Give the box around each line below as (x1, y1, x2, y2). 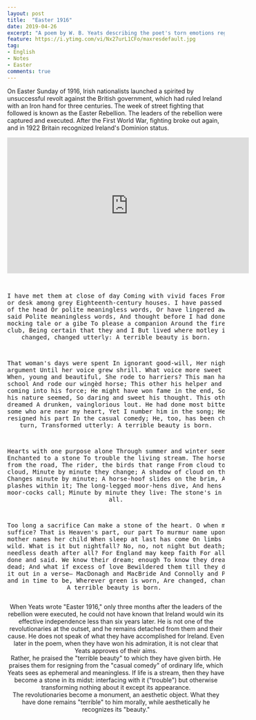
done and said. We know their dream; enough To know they (7, 556, 208, 563)
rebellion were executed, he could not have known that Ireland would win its (8, 610, 224, 618)
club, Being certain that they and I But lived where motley (7, 326, 219, 334)
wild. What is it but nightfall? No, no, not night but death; (7, 542, 226, 549)
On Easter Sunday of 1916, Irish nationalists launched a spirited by (7, 87, 195, 95)
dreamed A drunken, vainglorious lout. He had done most (7, 400, 204, 408)
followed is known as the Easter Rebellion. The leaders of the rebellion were (7, 108, 223, 117)
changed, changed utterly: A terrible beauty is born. (21, 333, 211, 341)
